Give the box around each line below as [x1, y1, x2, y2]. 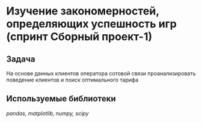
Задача [6, 54, 35, 64]
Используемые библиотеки [6, 93, 116, 104]
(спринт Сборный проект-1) [6, 30, 153, 43]
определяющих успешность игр [6, 17, 177, 31]
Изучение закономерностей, [6, 4, 159, 18]
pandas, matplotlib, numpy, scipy [6, 110, 89, 117]
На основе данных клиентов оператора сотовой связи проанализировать [6, 70, 196, 77]
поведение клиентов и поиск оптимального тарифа [6, 77, 139, 83]
